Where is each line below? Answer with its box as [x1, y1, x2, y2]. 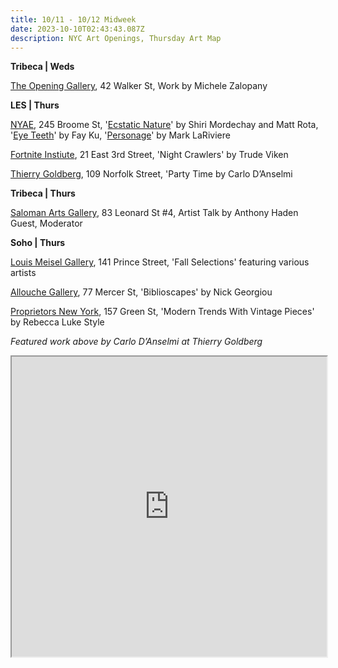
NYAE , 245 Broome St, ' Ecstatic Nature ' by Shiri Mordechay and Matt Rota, [10, 119, 319, 131]
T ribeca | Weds [10, 61, 75, 73]
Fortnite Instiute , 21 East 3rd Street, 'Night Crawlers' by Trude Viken [10, 149, 289, 161]
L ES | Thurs [10, 99, 60, 111]
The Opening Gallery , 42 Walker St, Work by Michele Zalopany [10, 80, 268, 92]
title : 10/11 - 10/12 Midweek [10, 14, 137, 25]
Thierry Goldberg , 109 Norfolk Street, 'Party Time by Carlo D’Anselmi [10, 168, 293, 180]
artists [10, 267, 37, 279]
